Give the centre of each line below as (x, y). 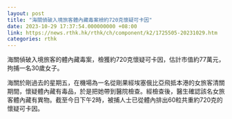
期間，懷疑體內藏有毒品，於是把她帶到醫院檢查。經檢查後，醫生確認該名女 (113, 91)
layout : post (26, 13)
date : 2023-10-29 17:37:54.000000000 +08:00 (72, 26)
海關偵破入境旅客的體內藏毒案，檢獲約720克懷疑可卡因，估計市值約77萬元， (116, 60)
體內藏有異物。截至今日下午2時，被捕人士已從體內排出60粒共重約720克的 (118, 100)
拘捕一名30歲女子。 (35, 68)
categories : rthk (32, 39)
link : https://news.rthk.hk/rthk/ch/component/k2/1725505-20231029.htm (112, 33)
